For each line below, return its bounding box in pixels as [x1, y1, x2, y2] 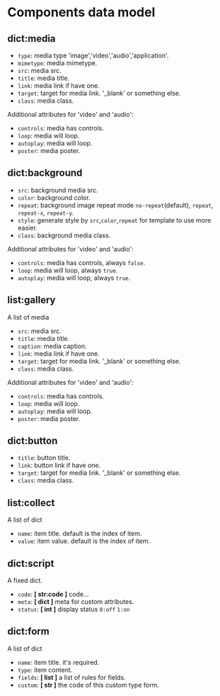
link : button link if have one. [17, 461, 101, 470]
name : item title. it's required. [17, 658, 100, 666]
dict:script [7, 557, 54, 569]
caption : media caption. [17, 342, 87, 350]
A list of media [7, 313, 50, 321]
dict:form [7, 625, 50, 638]
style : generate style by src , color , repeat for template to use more [17, 215, 212, 224]
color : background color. [17, 193, 91, 202]
